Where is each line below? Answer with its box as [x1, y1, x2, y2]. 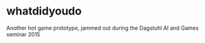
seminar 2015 [6, 30, 40, 38]
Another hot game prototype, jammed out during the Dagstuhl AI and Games [6, 24, 199, 31]
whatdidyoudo [6, 4, 82, 18]
